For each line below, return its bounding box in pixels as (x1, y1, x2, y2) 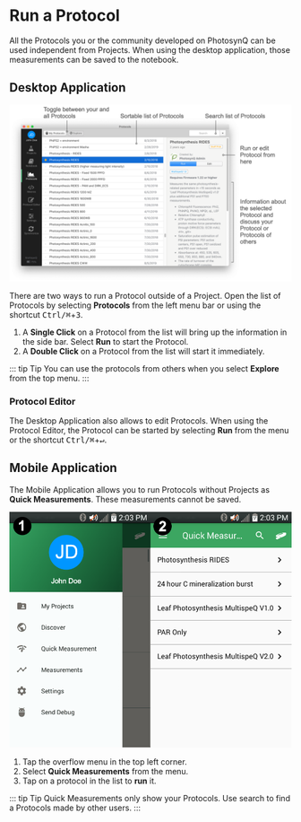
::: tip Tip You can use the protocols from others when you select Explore (9, 363, 279, 373)
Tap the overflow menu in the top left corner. (21, 756, 187, 767)
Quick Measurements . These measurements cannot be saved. (9, 494, 242, 504)
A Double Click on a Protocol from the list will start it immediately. (21, 345, 265, 356)
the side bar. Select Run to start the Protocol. (21, 336, 189, 346)
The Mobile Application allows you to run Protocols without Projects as (9, 484, 271, 494)
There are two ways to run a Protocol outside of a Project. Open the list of (9, 290, 281, 301)
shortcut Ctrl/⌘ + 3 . (9, 309, 83, 319)
